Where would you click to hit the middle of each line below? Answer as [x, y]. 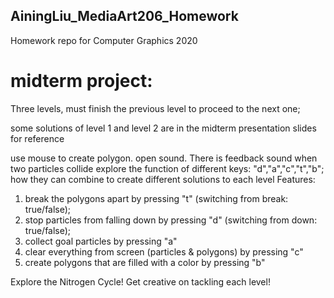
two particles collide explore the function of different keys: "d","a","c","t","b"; [167, 168]
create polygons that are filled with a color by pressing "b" [145, 262]
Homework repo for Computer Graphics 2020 [104, 40]
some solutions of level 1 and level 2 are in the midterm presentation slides [163, 128]
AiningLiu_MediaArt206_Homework [124, 16]
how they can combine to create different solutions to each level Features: [163, 179]
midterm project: [81, 81]
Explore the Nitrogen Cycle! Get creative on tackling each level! [140, 281]
